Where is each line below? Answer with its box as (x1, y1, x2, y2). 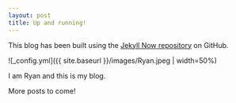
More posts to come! (8, 86, 76, 95)
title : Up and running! (8, 19, 87, 27)
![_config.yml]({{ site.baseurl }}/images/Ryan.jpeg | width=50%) (8, 56, 218, 65)
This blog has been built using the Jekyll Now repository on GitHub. (8, 40, 229, 50)
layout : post (8, 11, 51, 20)
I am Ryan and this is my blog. (8, 71, 106, 80)
